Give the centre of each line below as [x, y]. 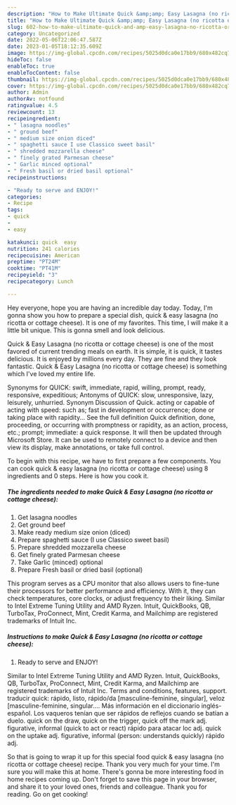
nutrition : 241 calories [44, 249]
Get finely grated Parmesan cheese [69, 554]
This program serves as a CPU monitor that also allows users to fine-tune [113, 583]
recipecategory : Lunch [40, 282]
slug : [15, 27]
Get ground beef [41, 525]
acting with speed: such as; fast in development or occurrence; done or [111, 410]
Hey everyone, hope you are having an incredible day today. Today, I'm [110, 308]
